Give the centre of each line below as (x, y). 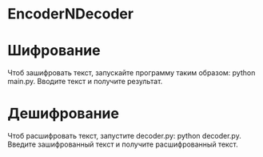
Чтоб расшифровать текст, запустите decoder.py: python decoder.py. (124, 136)
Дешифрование (63, 114)
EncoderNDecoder (70, 14)
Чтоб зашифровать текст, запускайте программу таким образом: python (131, 73)
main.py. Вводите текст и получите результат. (85, 82)
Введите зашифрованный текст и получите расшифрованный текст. (123, 144)
